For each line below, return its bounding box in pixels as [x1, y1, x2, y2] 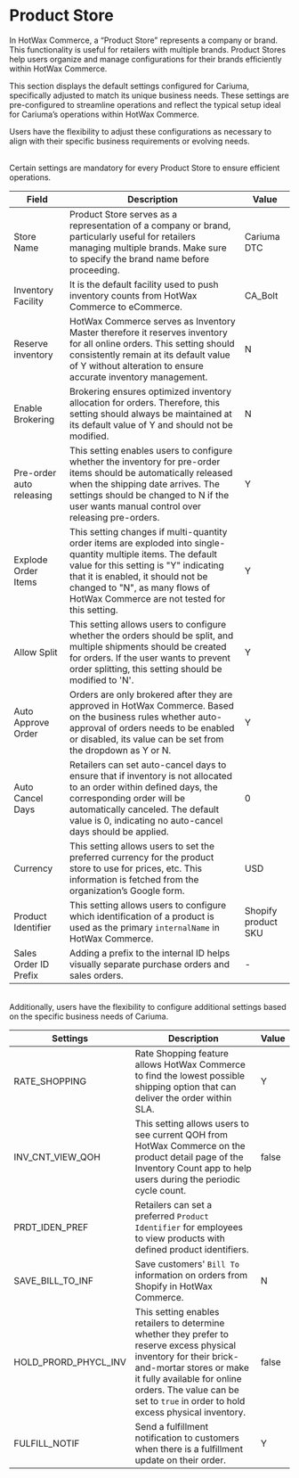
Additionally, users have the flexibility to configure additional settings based [9, 1001, 287, 1012]
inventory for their [134, 1350, 211, 1362]
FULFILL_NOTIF [13, 1437, 80, 1449]
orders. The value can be [134, 1384, 240, 1396]
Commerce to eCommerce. [69, 300, 182, 313]
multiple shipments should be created [69, 640, 227, 653]
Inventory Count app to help [134, 1162, 252, 1174]
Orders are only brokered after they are [69, 688, 233, 701]
